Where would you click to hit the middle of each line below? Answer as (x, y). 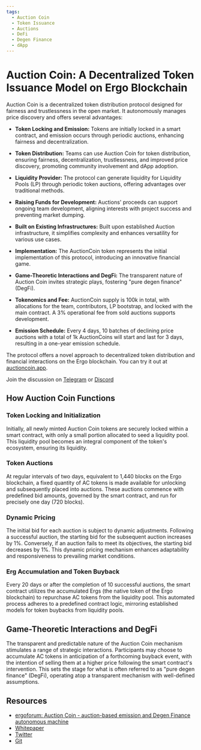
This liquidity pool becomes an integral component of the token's (87, 441)
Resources (27, 701)
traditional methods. (40, 191)
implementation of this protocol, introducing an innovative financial (97, 257)
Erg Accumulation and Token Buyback (63, 572)
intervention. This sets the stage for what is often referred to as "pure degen (100, 669)
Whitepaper (29, 728)
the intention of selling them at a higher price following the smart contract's (99, 663)
